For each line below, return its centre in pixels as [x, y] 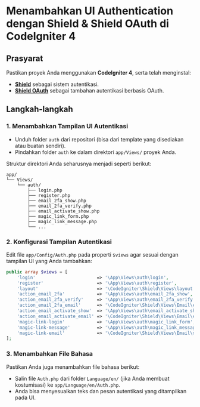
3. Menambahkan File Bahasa [50, 354]
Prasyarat [25, 58]
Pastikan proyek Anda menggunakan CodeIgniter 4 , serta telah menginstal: [99, 73]
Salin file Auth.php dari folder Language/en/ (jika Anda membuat [92, 378]
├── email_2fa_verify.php [60, 206]
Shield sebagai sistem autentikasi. [57, 84]
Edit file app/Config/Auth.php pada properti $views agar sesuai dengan [92, 254]
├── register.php [49, 195]
